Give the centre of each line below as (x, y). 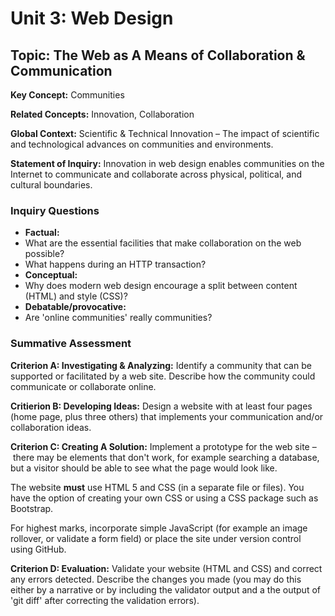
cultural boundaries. (51, 185)
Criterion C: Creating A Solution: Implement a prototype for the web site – (163, 446)
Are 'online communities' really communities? (118, 318)
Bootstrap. (32, 508)
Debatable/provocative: (75, 307)
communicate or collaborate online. (83, 386)
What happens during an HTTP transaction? (115, 264)
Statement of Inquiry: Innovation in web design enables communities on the (167, 163)
